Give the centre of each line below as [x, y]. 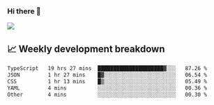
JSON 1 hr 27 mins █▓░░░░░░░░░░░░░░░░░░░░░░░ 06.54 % [107, 75]
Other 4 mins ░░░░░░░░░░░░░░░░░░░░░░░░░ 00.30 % [107, 94]
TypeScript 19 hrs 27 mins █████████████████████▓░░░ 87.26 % [107, 69]
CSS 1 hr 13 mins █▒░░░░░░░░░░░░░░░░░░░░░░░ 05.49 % [107, 81]
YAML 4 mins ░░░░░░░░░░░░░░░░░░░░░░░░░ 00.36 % [107, 88]
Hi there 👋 [24, 11]
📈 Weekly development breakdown [86, 49]
